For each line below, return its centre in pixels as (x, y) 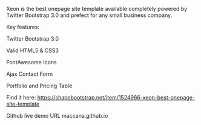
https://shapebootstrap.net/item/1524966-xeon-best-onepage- (116, 97)
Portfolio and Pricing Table (39, 86)
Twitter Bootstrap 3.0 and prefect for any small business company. (89, 15)
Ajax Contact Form (30, 74)
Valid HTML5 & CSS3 (33, 50)
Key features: (23, 27)
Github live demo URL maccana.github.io (57, 116)
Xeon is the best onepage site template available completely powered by (97, 9)
